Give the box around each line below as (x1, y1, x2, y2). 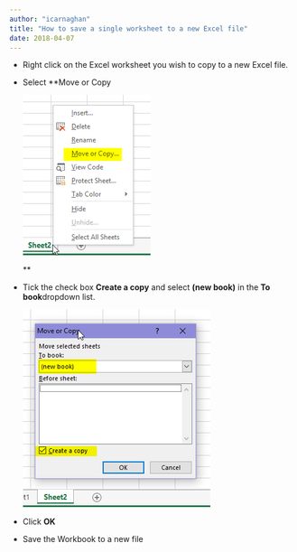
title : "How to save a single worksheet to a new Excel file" (9, 23, 248, 33)
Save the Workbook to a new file (22, 534, 144, 545)
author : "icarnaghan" (9, 14, 91, 23)
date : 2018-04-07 (9, 33, 75, 42)
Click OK (22, 516, 56, 528)
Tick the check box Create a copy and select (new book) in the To (22, 282, 271, 293)
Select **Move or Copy (22, 77, 111, 88)
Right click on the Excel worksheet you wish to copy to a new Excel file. (22, 60, 289, 70)
